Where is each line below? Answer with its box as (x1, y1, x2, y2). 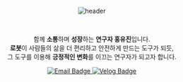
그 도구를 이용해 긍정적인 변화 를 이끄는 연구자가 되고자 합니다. (7, 53, 177, 61)
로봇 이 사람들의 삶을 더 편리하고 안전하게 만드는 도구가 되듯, (9, 44, 175, 52)
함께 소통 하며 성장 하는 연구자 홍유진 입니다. (33, 35, 150, 43)
